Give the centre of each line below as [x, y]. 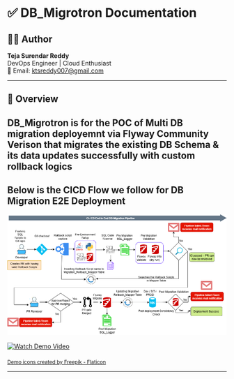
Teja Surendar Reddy [38, 56]
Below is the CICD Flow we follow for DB [95, 190]
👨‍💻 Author [30, 39]
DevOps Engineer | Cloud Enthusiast [59, 63]
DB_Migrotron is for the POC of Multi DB [95, 122]
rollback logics [40, 166]
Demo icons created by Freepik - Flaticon [57, 362]
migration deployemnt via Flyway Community [108, 134]
